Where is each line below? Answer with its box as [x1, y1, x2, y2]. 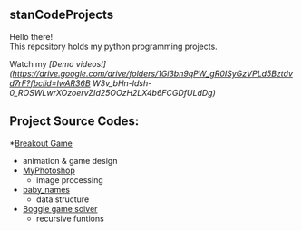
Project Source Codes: [9, 113, 140, 130]
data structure [35, 194, 90, 205]
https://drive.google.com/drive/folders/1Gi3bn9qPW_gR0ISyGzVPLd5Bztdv [12, 68, 293, 79]
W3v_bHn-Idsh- [92, 77, 152, 89]
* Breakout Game [9, 138, 73, 149]
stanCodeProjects [9, 7, 114, 23]
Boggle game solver [22, 203, 98, 214]
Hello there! [9, 31, 53, 42]
